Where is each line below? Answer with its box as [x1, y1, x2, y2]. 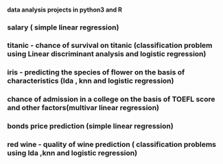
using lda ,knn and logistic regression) [7, 148, 138, 158]
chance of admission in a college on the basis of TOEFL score [7, 94, 215, 104]
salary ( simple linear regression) [7, 23, 119, 32]
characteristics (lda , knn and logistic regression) [7, 76, 174, 85]
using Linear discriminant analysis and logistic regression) [7, 49, 207, 59]
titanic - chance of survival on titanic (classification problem [7, 41, 213, 51]
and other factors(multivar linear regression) [7, 103, 160, 113]
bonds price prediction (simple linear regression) [7, 122, 174, 131]
